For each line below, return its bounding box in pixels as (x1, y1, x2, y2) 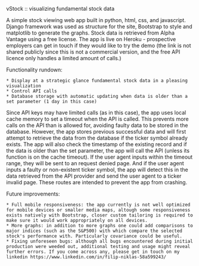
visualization (6, 83, 42, 89)
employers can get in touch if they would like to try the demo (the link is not (6, 42, 191, 49)
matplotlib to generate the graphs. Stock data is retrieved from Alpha (6, 29, 175, 36)
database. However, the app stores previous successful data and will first (6, 128, 186, 135)
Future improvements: (6, 190, 60, 197)
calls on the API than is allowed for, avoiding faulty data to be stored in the (6, 122, 188, 129)
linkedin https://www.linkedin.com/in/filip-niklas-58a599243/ (6, 254, 167, 260)
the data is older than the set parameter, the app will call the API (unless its (6, 147, 189, 154)
